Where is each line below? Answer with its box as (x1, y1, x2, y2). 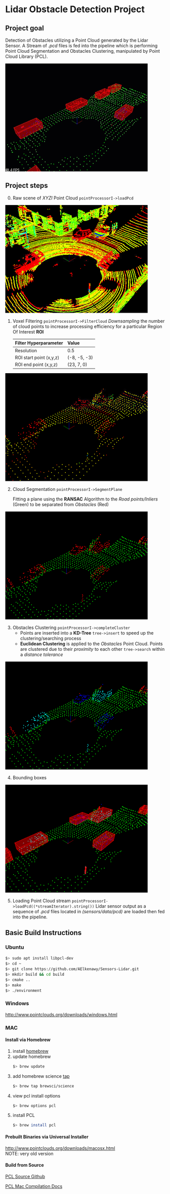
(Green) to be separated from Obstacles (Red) (12, 501, 109, 507)
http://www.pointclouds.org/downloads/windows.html (5, 1011, 118, 1017)
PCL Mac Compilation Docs (5, 1183, 63, 1189)
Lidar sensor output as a (95, 903, 146, 909)
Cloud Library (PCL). (5, 53, 48, 59)
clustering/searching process (20, 635, 81, 641)
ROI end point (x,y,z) (15, 361, 58, 368)
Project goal (5, 24, 44, 32)
